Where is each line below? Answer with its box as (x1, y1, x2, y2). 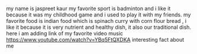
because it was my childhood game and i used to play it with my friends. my (6, 11, 191, 18)
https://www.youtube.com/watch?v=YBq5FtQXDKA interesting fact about (6, 36, 185, 43)
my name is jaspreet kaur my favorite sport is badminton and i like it (6, 5, 171, 12)
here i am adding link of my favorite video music (6, 30, 123, 37)
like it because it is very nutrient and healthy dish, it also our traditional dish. (6, 23, 191, 31)
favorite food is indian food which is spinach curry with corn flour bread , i (6, 18, 187, 24)
